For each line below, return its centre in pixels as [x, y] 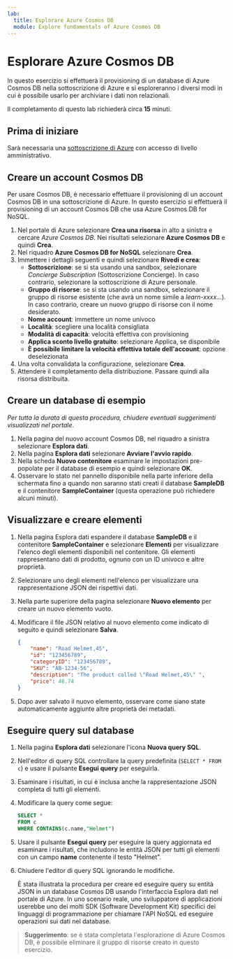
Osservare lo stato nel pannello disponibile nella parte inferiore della [115, 476]
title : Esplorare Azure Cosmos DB [63, 20]
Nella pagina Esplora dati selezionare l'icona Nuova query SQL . [109, 747]
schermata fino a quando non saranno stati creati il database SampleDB [121, 483]
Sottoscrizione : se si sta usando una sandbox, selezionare [112, 267]
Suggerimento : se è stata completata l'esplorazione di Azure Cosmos [125, 935]
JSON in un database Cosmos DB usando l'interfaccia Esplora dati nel [118, 891]
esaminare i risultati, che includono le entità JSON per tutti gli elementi [118, 850]
